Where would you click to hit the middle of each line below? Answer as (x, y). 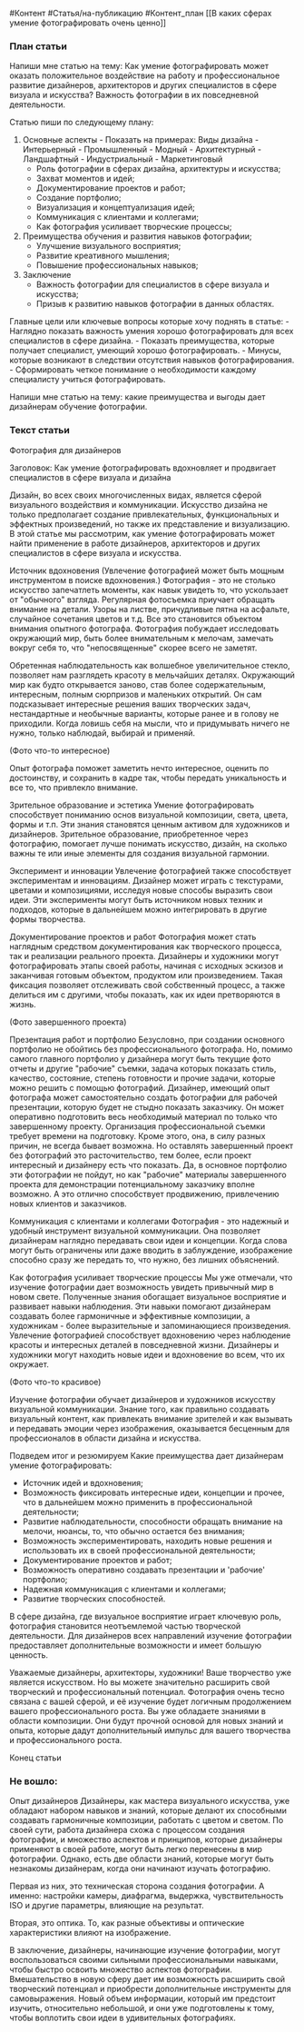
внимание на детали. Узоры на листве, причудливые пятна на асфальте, (150, 609)
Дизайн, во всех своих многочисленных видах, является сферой (136, 495)
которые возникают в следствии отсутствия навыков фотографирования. (152, 360)
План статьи (39, 46)
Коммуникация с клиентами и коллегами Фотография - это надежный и (149, 1221)
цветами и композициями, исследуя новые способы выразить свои (141, 890)
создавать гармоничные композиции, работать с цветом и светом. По (147, 1819)
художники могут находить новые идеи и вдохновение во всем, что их (147, 1354)
